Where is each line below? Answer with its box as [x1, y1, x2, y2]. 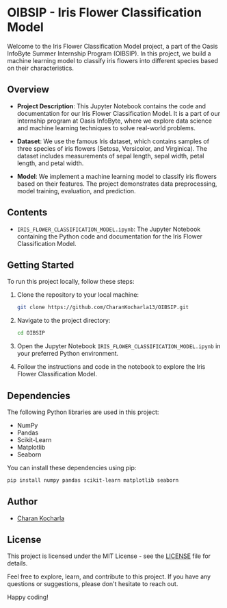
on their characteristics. [7, 64, 74, 72]
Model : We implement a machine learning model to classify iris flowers [16, 172, 217, 180]
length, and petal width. [16, 159, 84, 167]
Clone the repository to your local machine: [16, 291, 139, 299]
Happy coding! [7, 593, 49, 601]
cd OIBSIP [16, 330, 46, 337]
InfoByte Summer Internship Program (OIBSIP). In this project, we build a [7, 49, 211, 58]
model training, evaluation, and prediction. [16, 186, 136, 195]
